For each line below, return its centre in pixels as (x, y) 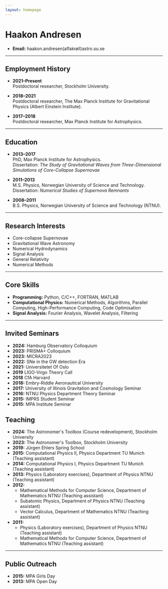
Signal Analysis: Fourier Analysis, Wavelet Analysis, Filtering (75, 313)
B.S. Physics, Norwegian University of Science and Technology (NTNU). (87, 205)
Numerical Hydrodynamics (40, 249)
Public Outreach (31, 564)
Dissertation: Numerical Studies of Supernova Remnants (70, 190)
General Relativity (30, 259)
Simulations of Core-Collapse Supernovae (56, 170)
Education (21, 142)
